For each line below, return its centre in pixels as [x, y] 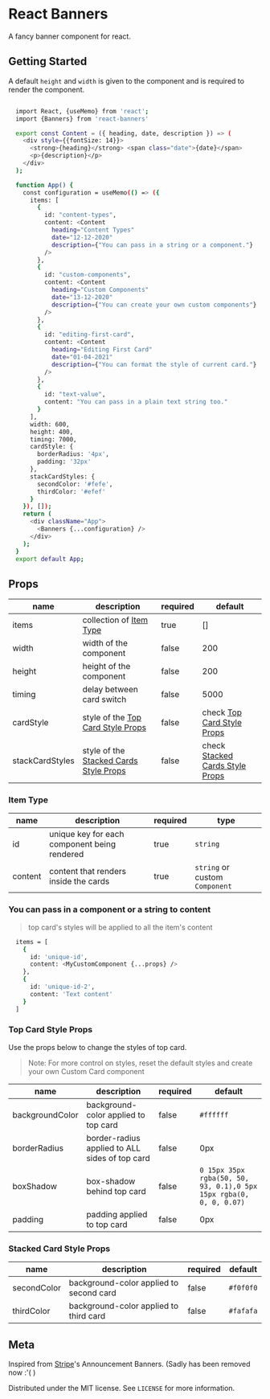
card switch [104, 699]
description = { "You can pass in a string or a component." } [152, 245]
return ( [37, 514]
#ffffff [214, 1115]
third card [87, 1316]
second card [92, 1293]
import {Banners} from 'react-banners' [82, 119]
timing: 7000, [53, 439]
